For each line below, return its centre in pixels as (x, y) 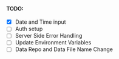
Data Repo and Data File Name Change (64, 49)
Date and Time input (40, 22)
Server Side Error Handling (49, 36)
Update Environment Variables (53, 43)
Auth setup (29, 29)
